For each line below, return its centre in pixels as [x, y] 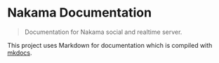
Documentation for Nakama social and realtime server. [103, 32]
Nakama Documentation [80, 13]
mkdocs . [20, 53]
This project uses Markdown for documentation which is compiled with [110, 45]
